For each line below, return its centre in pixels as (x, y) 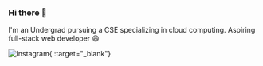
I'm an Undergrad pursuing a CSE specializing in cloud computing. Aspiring (132, 30)
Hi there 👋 (28, 13)
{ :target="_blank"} (80, 54)
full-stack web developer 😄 (54, 38)
